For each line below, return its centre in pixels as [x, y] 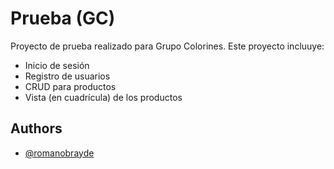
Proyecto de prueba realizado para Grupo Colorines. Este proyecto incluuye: [167, 46]
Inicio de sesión [57, 65]
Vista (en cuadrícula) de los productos [103, 97]
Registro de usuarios [67, 76]
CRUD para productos [70, 86]
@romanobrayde [59, 153]
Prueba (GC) [63, 18]
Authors [36, 128]
